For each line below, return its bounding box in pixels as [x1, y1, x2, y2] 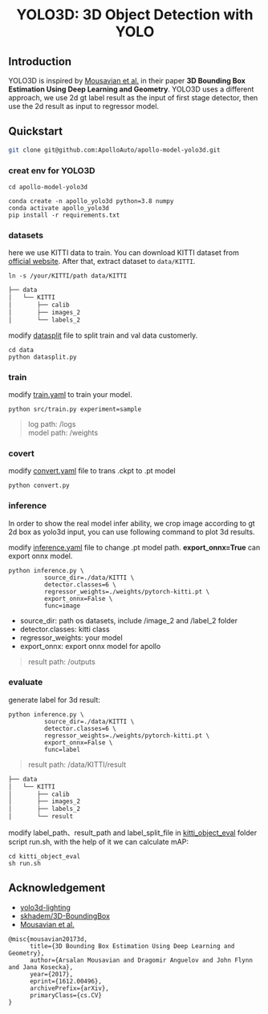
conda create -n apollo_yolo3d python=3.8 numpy [8, 197, 174, 205]
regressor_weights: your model [19, 632, 123, 643]
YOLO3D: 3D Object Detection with [16, 6, 254, 24]
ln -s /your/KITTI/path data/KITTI [8, 272, 128, 280]
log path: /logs [27, 419, 76, 428]
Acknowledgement [8, 881, 106, 895]
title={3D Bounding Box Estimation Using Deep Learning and [29, 942, 235, 950]
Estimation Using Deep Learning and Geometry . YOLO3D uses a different [8, 84, 254, 94]
